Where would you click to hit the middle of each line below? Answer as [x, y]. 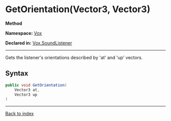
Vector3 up [26, 95]
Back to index [20, 114]
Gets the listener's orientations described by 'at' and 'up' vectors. [74, 57]
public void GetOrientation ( [36, 85]
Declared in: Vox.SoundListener [39, 43]
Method [14, 23]
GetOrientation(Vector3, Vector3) [78, 9]
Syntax [17, 74]
